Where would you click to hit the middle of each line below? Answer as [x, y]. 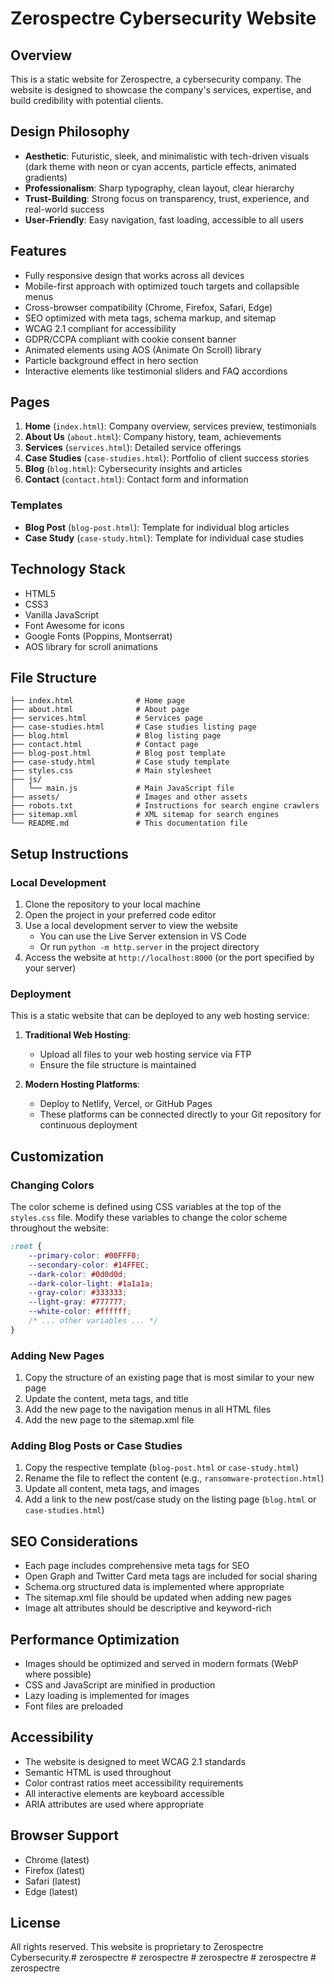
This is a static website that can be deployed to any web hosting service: [160, 1016]
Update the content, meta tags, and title [106, 1399]
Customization [57, 1156]
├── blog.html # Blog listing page [116, 736]
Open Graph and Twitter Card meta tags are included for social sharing [171, 1576]
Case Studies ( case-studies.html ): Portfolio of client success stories [167, 458]
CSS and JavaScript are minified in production [120, 1685]
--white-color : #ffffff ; [80, 1312]
